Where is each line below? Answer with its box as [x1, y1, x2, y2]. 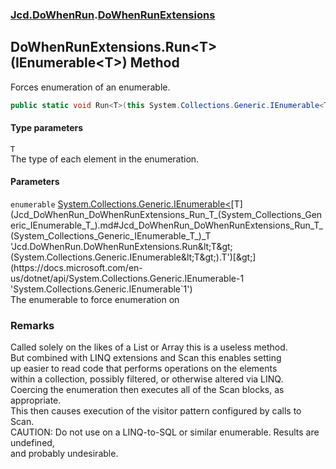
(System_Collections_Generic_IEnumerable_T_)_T [10, 230, 212, 242]
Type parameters [10, 122, 84, 134]
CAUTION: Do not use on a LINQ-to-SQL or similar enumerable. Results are [10, 426, 320, 438]
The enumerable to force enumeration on [10, 294, 180, 306]
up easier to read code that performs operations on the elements [10, 363, 278, 375]
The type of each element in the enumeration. [10, 153, 200, 165]
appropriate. [10, 394, 62, 407]
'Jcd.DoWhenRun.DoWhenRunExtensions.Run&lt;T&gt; [10, 241, 233, 253]
